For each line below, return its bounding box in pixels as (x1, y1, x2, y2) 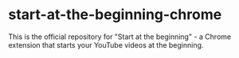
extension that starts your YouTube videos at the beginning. (8, 40, 204, 49)
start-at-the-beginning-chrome (8, 6, 222, 24)
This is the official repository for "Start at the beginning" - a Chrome (8, 32, 232, 41)
